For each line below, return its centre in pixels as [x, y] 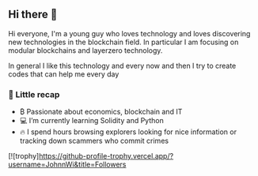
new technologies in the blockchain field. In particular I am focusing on [123, 42]
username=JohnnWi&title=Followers [67, 165]
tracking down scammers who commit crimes [94, 141]
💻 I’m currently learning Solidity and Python [91, 121]
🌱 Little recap [34, 94]
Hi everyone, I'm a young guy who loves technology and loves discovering [129, 33]
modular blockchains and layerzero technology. [85, 50]
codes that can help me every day [64, 74]
